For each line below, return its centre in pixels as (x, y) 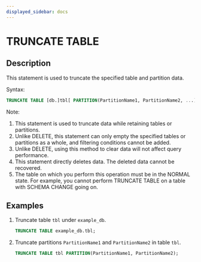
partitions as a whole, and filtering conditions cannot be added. (93, 142)
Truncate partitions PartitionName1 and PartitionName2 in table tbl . (98, 242)
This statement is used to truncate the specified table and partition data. (95, 78)
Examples (25, 205)
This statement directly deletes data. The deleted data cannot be (95, 162)
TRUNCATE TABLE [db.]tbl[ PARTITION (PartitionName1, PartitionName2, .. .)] (103, 100)
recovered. (28, 167)
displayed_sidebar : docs (37, 12)
